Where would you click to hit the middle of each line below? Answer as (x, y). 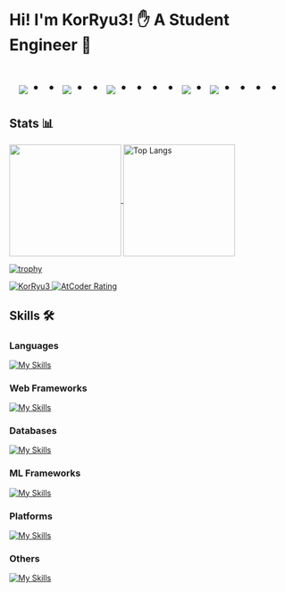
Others (25, 558)
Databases (33, 431)
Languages (34, 345)
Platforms (31, 516)
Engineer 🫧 (50, 45)
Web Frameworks (48, 388)
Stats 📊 (32, 123)
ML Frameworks (45, 473)
